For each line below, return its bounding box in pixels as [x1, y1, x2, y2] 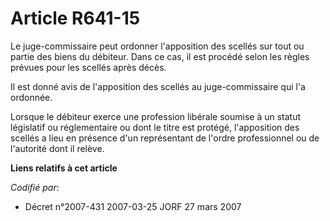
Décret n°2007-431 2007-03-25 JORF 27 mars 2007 [24, 200, 242, 212]
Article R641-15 [10, 7, 141, 30]
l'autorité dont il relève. [10, 142, 105, 154]
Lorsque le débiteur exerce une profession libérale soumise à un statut [10, 110, 302, 122]
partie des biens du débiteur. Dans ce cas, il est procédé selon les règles [10, 50, 310, 62]
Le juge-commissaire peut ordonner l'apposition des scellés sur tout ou [10, 40, 305, 52]
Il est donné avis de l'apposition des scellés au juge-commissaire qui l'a [10, 80, 306, 92]
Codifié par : [10, 181, 60, 193]
